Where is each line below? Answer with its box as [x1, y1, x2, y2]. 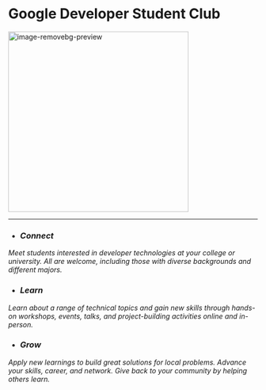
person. [8, 319, 34, 329]
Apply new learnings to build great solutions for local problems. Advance [8, 357, 247, 367]
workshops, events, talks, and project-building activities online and [18, 311, 237, 321]
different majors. [8, 265, 63, 274]
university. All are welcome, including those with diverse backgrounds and [8, 257, 252, 266]
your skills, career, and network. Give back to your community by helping [8, 365, 248, 375]
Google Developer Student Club [8, 5, 221, 23]
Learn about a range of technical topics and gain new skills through [8, 303, 230, 312]
